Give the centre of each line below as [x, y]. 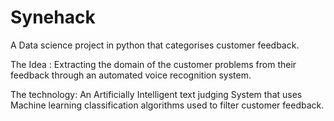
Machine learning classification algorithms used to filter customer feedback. [167, 105]
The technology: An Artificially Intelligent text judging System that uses [156, 94]
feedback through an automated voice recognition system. [131, 75]
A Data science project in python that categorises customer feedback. [155, 45]
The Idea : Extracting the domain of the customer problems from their [153, 64]
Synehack [53, 17]
